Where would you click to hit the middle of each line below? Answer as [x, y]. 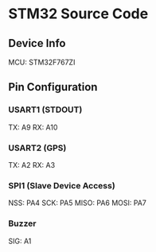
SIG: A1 [20, 241]
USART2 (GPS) [37, 148]
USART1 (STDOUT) [45, 110]
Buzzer [22, 223]
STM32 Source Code [78, 14]
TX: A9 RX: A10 [33, 127]
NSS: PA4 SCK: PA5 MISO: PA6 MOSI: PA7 [78, 203]
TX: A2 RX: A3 [32, 165]
